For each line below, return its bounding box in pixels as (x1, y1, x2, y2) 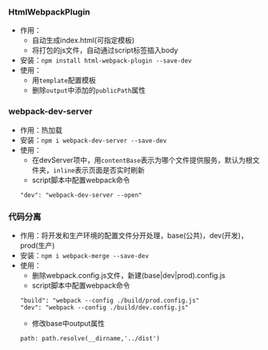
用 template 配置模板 (31, 75, 96, 86)
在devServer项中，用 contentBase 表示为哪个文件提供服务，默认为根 (31, 155, 254, 165)
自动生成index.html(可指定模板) (31, 35, 135, 46)
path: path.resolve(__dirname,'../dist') (19, 334, 160, 342)
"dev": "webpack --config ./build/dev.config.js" (19, 303, 190, 312)
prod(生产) (19, 241, 55, 250)
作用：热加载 (19, 125, 62, 134)
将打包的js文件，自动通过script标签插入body (31, 46, 178, 55)
